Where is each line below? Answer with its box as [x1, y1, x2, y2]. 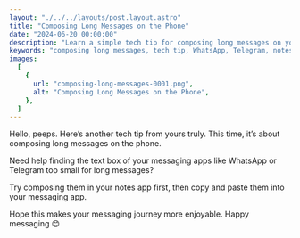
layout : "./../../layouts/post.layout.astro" [9, 12, 181, 22]
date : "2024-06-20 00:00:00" [9, 29, 118, 38]
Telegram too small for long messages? [9, 165, 154, 176]
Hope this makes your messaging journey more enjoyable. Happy [9, 209, 250, 219]
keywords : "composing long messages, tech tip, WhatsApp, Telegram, [9, 46, 270, 55]
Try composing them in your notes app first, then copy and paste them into [9, 182, 285, 193]
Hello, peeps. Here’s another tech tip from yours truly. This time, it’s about [9, 128, 280, 139]
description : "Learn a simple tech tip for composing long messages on [9, 37, 281, 47]
